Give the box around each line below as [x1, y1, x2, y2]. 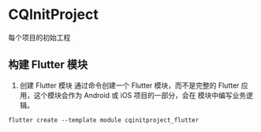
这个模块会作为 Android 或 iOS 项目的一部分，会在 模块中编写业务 [33, 90, 247, 100]
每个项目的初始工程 [8, 32, 71, 42]
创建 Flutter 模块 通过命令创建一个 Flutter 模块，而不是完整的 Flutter [19, 81, 240, 90]
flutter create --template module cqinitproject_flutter [8, 116, 199, 124]
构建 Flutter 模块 [8, 58, 88, 72]
